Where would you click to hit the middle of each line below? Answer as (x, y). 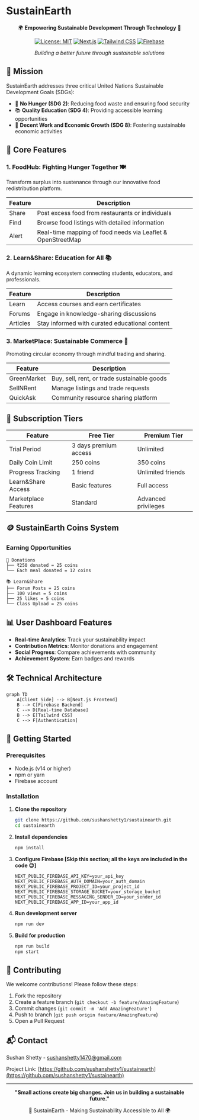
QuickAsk (23, 398)
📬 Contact (27, 1040)
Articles (20, 323)
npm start (27, 952)
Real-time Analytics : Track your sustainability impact (80, 640)
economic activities (38, 131)
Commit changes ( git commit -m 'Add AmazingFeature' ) (83, 1009)
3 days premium (94, 445)
